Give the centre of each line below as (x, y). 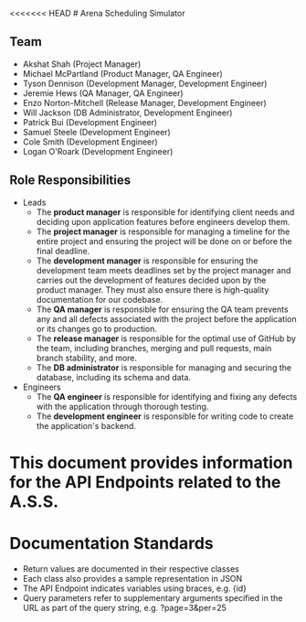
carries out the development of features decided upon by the (151, 280)
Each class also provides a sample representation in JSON (132, 578)
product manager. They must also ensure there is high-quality (153, 290)
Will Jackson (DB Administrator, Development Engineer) (127, 113)
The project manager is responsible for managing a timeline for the (163, 231)
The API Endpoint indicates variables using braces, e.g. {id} (134, 588)
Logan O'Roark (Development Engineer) (98, 151)
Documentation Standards (112, 543)
